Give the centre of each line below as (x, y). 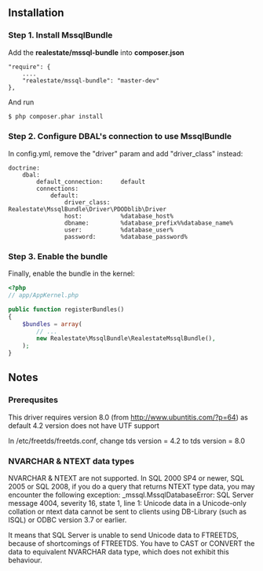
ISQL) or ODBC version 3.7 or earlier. (68, 520)
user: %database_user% (119, 230)
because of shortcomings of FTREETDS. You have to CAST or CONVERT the (131, 544)
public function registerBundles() (66, 309)
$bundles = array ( (52, 324)
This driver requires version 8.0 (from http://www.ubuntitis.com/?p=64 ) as (128, 417)
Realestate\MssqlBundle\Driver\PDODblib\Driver (88, 209)
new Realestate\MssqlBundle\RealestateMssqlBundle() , (126, 339)
